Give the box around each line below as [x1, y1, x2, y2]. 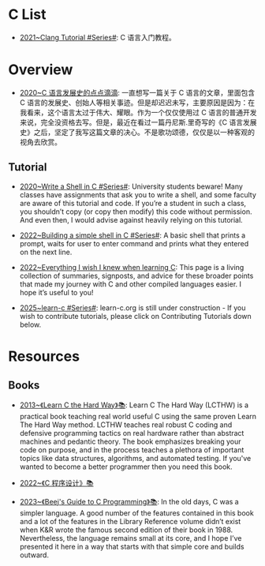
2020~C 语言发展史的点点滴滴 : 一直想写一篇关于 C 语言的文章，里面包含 [19, 88, 256, 97]
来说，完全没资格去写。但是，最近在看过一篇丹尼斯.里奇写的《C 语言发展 [19, 117, 257, 127]
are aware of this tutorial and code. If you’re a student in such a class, [19, 198, 247, 208]
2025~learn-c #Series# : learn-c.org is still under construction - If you [19, 302, 246, 313]
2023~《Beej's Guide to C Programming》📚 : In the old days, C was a [19, 497, 239, 506]
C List [8, 6, 47, 24]
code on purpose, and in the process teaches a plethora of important [19, 444, 244, 455]
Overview [8, 61, 73, 79]
